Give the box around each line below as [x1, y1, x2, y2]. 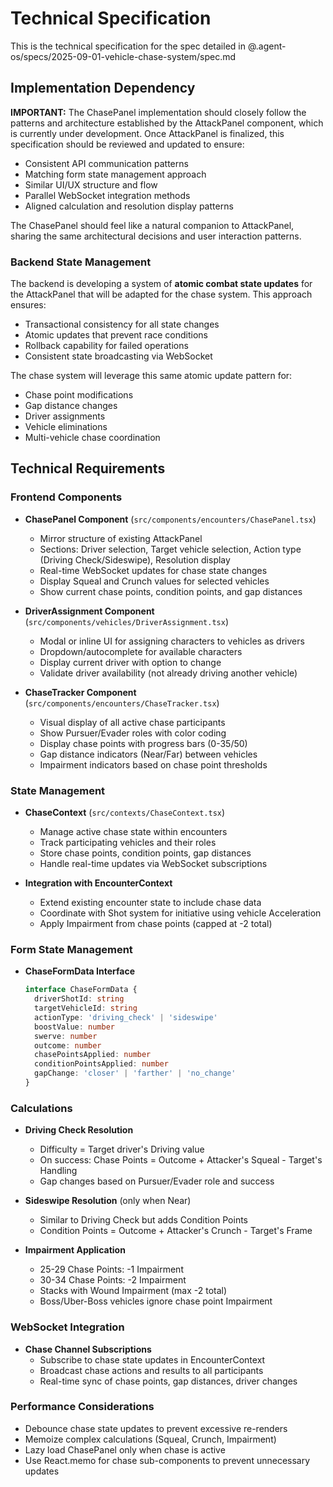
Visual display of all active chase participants [39, 716, 226, 728]
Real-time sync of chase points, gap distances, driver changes [39, 1375, 298, 1387]
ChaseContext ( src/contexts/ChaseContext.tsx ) [24, 807, 226, 819]
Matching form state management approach [24, 168, 207, 180]
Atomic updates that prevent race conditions [24, 329, 208, 341]
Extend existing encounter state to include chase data [39, 897, 262, 909]
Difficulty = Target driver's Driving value [39, 1143, 205, 1156]
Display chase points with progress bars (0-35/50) [39, 737, 248, 749]
